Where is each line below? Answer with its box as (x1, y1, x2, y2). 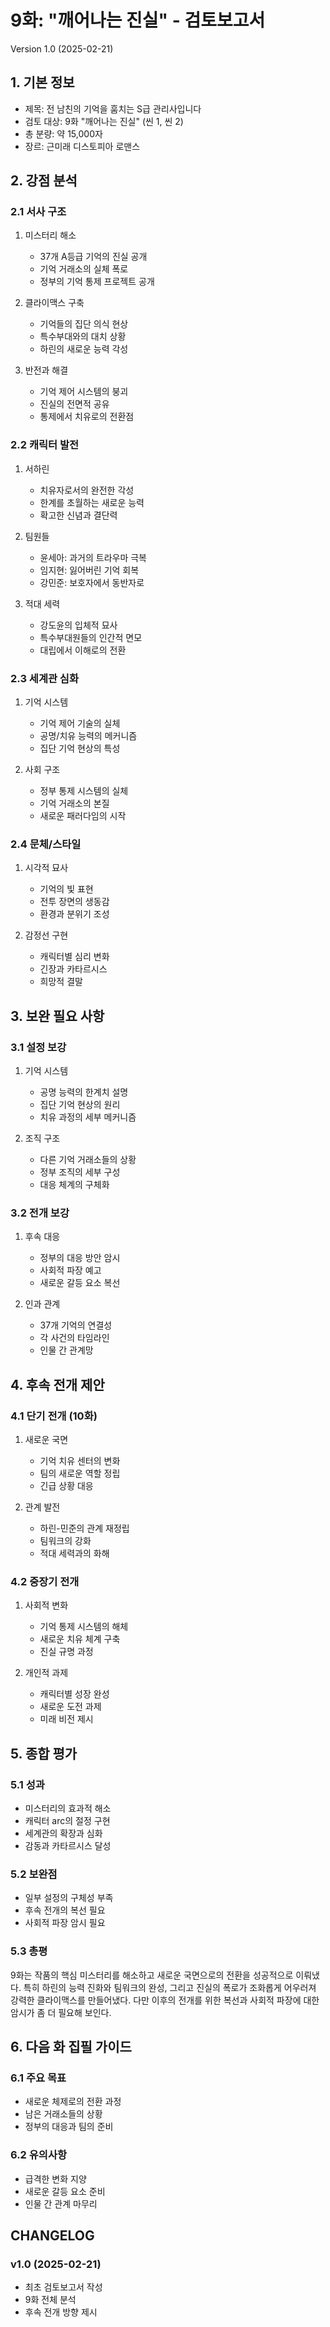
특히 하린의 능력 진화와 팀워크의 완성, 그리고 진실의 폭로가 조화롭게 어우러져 (23, 1981, 317, 1993)
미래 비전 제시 (39, 1713, 94, 1725)
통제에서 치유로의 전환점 (39, 411, 135, 423)
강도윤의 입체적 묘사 (39, 619, 118, 631)
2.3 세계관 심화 (10, 671, 79, 685)
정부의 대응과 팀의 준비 (24, 2121, 114, 2133)
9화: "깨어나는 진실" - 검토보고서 (10, 9, 266, 32)
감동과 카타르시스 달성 (24, 1839, 112, 1851)
